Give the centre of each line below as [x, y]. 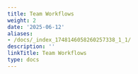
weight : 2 [22, 20]
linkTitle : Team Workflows [47, 54]
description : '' [31, 47]
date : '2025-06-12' [36, 27]
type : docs [23, 60]
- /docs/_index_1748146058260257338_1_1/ [69, 40]
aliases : [20, 33]
